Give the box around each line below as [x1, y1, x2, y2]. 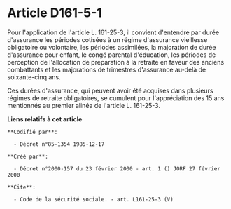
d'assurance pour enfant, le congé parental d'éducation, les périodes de [7, 50, 216, 59]
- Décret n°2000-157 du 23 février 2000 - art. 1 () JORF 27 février [13, 165, 220, 173]
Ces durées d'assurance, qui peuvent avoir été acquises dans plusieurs [7, 86, 213, 95]
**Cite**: [7, 184, 36, 191]
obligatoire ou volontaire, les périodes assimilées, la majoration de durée [7, 43, 216, 51]
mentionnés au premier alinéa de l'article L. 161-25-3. [7, 101, 161, 109]
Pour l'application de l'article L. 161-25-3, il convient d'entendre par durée [7, 28, 220, 36]
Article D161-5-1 [7, 5, 103, 21]
